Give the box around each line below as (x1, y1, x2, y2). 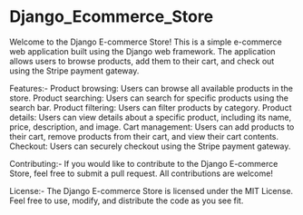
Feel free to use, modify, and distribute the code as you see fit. (9, 195, 244, 206)
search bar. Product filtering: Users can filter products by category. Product (9, 102, 292, 112)
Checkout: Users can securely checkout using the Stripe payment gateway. (9, 141, 291, 151)
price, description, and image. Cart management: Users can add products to (9, 121, 295, 132)
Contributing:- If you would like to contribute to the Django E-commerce (9, 158, 279, 169)
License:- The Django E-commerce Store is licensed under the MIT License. (9, 185, 293, 196)
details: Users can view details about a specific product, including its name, (9, 112, 292, 122)
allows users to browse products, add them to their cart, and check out (9, 55, 275, 66)
